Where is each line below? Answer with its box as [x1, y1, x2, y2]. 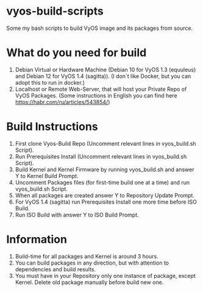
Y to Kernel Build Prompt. [15, 172, 79, 179]
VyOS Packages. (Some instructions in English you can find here [15, 91, 178, 99]
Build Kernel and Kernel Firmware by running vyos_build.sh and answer [15, 166, 194, 173]
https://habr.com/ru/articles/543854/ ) [15, 98, 110, 105]
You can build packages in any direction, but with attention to [15, 259, 169, 266]
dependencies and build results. [15, 265, 96, 272]
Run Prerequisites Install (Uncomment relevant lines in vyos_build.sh [15, 152, 187, 160]
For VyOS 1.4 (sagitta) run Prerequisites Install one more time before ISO [15, 198, 197, 205]
